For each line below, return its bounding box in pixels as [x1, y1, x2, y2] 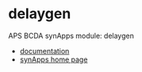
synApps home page [19, 55, 88, 64]
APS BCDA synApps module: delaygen [8, 31, 135, 40]
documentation [19, 46, 70, 55]
